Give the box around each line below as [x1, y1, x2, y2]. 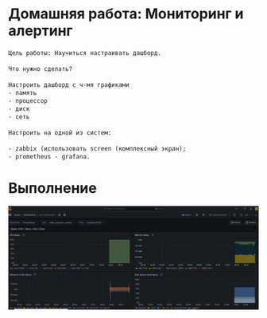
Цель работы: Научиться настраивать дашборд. [8, 49, 161, 57]
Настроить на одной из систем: [8, 128, 112, 136]
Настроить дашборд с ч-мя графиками [8, 80, 130, 88]
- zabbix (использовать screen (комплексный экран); [8, 144, 187, 152]
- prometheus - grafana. [8, 152, 91, 160]
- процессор [8, 96, 48, 104]
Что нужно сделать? [8, 65, 73, 73]
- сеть [8, 112, 30, 120]
